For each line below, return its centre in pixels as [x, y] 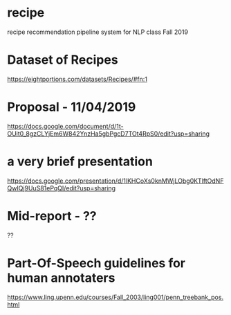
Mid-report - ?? [52, 216]
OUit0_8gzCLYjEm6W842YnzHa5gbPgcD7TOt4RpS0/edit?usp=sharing [108, 134]
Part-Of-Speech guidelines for [96, 263]
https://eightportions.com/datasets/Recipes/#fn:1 [77, 79]
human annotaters [61, 278]
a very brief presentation [80, 161]
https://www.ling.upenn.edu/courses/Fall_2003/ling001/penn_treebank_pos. [115, 297]
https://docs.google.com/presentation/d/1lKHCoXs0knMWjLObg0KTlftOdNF [115, 181]
